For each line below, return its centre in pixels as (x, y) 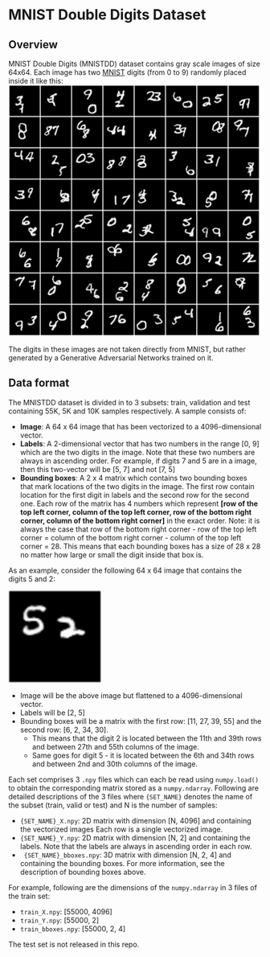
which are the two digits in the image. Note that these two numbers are (137, 452)
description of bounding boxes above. (83, 872)
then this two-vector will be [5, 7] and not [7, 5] (97, 469)
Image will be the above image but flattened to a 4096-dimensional (131, 695)
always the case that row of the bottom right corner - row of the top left (138, 529)
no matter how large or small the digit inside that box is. (112, 554)
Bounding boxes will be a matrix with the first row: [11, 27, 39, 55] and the (141, 721)
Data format (39, 383)
